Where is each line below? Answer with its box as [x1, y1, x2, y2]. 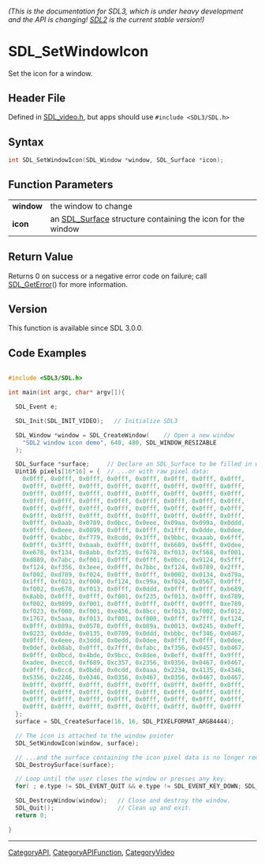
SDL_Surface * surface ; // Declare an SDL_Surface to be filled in [15, 460, 252, 468]
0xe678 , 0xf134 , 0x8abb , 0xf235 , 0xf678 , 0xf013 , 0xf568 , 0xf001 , [22, 548, 245, 557]
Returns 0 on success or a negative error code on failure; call [8, 271, 207, 281]
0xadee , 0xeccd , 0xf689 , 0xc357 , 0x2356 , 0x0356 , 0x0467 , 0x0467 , [22, 659, 245, 667]
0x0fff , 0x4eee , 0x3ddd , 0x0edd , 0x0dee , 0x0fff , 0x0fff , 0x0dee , [22, 636, 245, 644]
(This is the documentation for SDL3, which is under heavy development [8, 6, 244, 16]
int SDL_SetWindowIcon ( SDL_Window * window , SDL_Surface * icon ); [8, 157, 224, 164]
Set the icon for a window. [8, 68, 93, 78]
